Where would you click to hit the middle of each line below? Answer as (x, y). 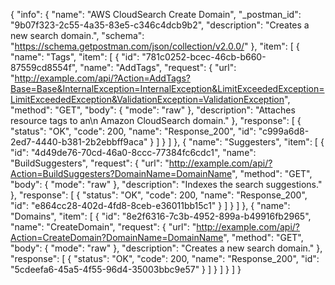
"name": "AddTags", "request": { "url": (158, 67)
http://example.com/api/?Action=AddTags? (102, 78)
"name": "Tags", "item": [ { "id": (75, 57)
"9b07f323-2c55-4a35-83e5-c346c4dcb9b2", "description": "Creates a (160, 25)
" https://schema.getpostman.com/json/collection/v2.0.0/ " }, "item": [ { (155, 46)
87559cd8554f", (44, 67)
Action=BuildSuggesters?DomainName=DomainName (121, 173)
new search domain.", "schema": (77, 35)
